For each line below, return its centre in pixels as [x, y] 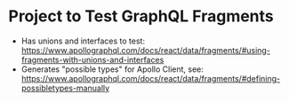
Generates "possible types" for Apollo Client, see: [112, 69]
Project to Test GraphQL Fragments [141, 16]
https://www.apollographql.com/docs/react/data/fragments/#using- [145, 50]
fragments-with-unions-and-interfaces [92, 59]
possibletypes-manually [65, 88]
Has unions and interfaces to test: [83, 41]
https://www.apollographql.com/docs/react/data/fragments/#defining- [151, 78]
